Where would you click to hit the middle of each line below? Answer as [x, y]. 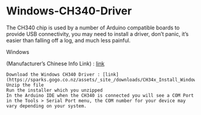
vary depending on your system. [46, 106]
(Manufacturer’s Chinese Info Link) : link [55, 63]
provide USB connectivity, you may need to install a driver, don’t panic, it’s [98, 34]
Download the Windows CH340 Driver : [53, 74]
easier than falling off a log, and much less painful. [68, 40]
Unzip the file [25, 85]
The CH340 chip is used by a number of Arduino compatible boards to [93, 28]
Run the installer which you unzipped [54, 90]
